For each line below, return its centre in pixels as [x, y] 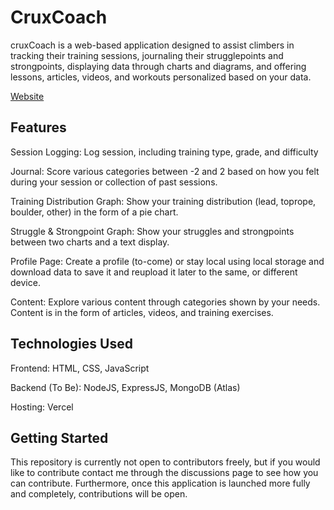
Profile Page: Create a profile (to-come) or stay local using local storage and [167, 261]
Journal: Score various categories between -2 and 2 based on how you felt [165, 171]
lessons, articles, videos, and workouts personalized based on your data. [161, 77]
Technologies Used [71, 344]
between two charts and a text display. [90, 242]
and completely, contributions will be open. [99, 494]
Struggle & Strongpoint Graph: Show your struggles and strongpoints [152, 231]
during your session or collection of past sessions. [114, 182]
